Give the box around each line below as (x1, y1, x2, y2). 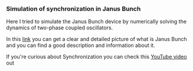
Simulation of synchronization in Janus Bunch (6, 5, 141, 13)
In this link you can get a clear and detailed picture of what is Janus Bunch (6, 36, 187, 43)
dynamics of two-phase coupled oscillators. (6, 24, 113, 31)
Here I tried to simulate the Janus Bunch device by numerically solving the (6, 18, 187, 25)
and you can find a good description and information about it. (6, 42, 155, 49)
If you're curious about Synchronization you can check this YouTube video (6, 53, 187, 60)
